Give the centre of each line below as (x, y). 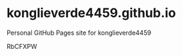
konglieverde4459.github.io (91, 13)
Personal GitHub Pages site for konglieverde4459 (79, 33)
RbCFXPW (22, 46)
